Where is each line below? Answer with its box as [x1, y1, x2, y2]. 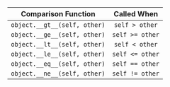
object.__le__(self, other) [11, 50, 106, 58]
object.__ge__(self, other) [11, 31, 106, 38]
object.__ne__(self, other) [11, 70, 106, 77]
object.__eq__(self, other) [11, 60, 106, 68]
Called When [113, 9, 158, 18]
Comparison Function [21, 9, 96, 18]
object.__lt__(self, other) [11, 40, 106, 48]
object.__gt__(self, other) [11, 21, 106, 29]
